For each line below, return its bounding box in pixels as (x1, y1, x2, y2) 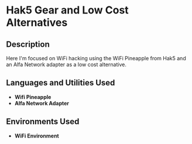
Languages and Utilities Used (6, 78, 115, 88)
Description (6, 39, 50, 49)
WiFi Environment (14, 132, 60, 139)
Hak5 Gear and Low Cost (6, 4, 129, 17)
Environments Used (6, 116, 80, 126)
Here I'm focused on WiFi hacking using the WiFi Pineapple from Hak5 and (6, 55, 186, 61)
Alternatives (6, 16, 68, 29)
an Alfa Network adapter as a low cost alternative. (6, 61, 127, 68)
